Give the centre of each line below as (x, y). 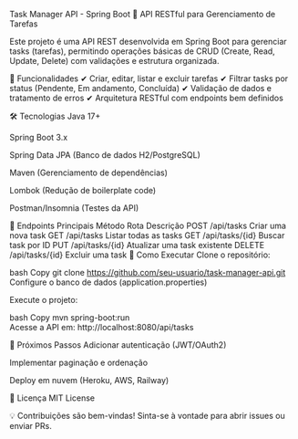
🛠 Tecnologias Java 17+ (55, 116)
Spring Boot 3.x (39, 137)
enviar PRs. (31, 426)
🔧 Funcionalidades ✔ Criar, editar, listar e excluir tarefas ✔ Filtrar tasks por (149, 78)
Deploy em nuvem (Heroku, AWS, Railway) (89, 380)
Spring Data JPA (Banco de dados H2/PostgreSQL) (105, 155)
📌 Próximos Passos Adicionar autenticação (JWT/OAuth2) (118, 345)
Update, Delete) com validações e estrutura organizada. (114, 61)
